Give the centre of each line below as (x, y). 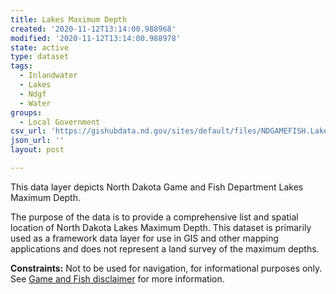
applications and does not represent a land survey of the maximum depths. (165, 248)
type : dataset (40, 57)
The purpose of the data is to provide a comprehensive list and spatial (154, 217)
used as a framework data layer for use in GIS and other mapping (145, 238)
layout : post (37, 150)
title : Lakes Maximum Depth (69, 19)
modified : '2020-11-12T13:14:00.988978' (96, 38)
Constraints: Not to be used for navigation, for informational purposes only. (166, 268)
